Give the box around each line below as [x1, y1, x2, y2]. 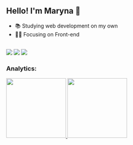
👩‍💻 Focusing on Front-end [14, 30, 79, 38]
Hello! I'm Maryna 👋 [6, 6, 81, 16]
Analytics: [6, 64, 37, 72]
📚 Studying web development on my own [14, 22, 118, 29]
